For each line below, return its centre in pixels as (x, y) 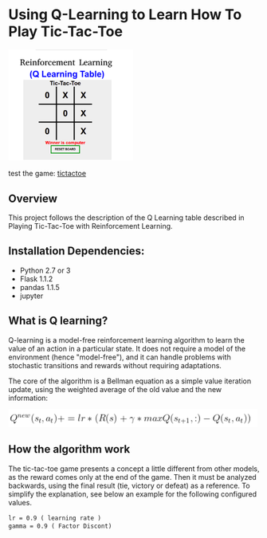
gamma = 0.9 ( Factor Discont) (60, 526)
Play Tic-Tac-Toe (66, 31)
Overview (33, 198)
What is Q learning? (58, 321)
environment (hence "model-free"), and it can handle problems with (120, 357)
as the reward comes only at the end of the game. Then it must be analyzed (132, 477)
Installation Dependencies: (77, 251)
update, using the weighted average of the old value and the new (115, 389)
